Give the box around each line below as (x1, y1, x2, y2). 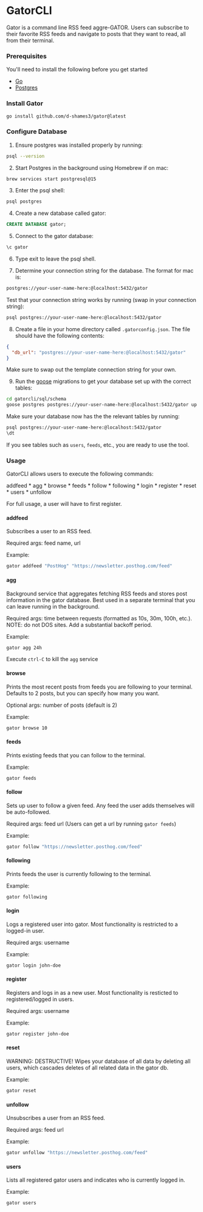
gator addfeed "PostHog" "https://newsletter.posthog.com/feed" (6, 563, 173, 569)
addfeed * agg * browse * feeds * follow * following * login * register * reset (6, 482, 196, 489)
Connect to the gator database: (15, 233, 94, 240)
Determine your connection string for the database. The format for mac (15, 267, 194, 275)
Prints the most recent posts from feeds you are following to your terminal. (6, 683, 193, 690)
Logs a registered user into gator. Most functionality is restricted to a (6, 920, 178, 928)
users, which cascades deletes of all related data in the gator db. (6, 1064, 169, 1071)
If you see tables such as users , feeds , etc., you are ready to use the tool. (6, 441, 190, 448)
